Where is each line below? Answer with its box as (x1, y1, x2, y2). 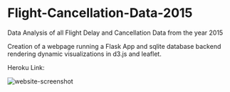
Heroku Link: (7, 63, 45, 71)
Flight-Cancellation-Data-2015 (7, 5, 193, 21)
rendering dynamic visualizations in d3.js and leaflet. (7, 50, 162, 58)
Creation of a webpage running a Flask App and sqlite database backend (7, 42, 221, 50)
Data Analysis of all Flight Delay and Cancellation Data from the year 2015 (7, 28, 224, 37)
